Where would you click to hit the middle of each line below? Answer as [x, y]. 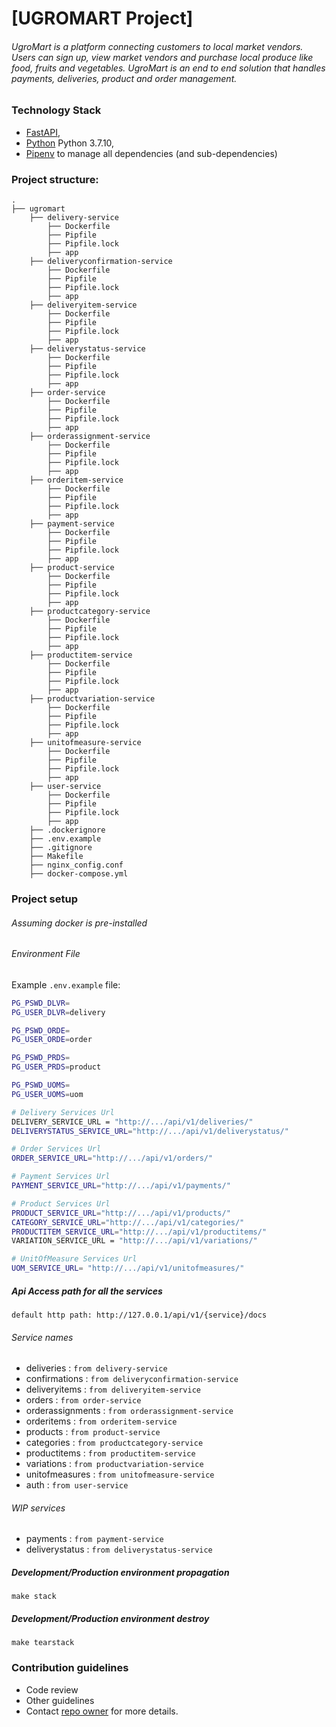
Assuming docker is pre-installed [79, 923]
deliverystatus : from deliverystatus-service [119, 1549]
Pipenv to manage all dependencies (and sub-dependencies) [151, 153]
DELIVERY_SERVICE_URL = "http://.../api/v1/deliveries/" [132, 1122]
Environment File [46, 954]
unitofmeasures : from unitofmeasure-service [120, 1474]
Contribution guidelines [70, 1668]
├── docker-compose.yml [79, 874]
